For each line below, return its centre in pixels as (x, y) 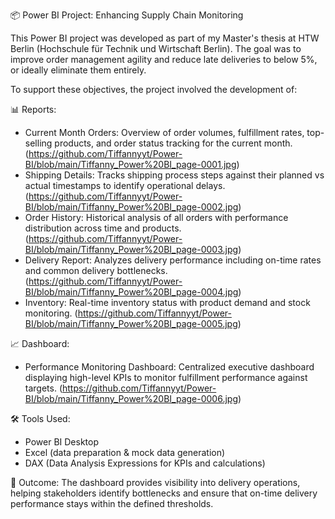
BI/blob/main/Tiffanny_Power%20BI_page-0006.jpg (131, 398)
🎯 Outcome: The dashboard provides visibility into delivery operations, (155, 482)
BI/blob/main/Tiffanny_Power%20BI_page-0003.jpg (131, 249)
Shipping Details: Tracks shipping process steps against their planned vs (174, 175)
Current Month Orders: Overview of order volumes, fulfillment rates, (164, 132)
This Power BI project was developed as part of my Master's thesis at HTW (165, 38)
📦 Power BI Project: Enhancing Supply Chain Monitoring (127, 15)
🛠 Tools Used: (40, 418)
